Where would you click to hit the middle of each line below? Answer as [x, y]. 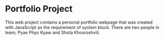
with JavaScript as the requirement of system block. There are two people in [82, 27]
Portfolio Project [39, 9]
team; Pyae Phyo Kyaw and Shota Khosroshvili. [53, 32]
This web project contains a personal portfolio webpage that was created [79, 22]
